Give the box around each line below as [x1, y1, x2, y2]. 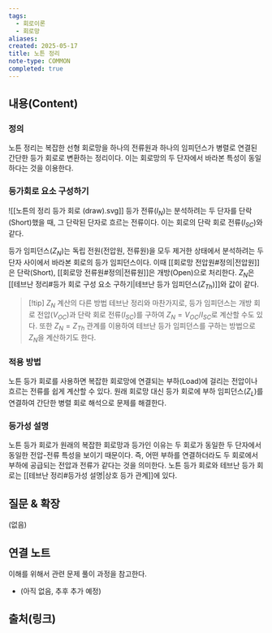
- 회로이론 [15, 19, 46, 28]
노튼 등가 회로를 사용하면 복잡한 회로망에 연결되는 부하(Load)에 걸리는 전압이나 [8, 377, 258, 386]
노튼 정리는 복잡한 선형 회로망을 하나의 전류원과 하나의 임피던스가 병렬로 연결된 [8, 143, 258, 153]
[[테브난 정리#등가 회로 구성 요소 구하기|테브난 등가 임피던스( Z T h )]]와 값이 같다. [8, 279, 260, 291]
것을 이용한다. [29, 163, 74, 173]
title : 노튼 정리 [8, 50, 61, 58]
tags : [8, 11, 27, 20]
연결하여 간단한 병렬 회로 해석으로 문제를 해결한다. [8, 398, 167, 407]
